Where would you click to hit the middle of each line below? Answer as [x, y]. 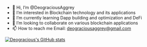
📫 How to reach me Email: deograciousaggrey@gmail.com [72, 28]
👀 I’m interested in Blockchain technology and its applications [74, 13]
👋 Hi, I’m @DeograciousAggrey [43, 8]
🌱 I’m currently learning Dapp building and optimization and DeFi [77, 18]
